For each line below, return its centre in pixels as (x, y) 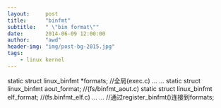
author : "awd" (34, 40)
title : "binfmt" (39, 20)
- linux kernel (42, 60)
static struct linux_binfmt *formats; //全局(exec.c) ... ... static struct (104, 80)
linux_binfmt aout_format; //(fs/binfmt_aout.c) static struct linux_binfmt (110, 88)
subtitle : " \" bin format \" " (53, 27)
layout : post (33, 14)
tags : (15, 54)
